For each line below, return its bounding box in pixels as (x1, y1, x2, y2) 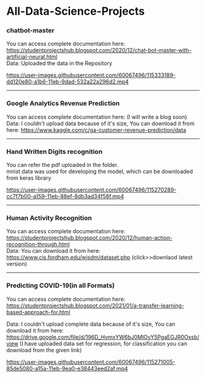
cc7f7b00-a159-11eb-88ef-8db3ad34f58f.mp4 (6, 193, 124, 200)
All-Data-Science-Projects (6, 4, 145, 18)
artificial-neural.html (6, 53, 58, 61)
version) (6, 260, 28, 268)
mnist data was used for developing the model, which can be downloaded (6, 168, 193, 175)
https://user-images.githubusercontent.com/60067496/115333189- (6, 72, 176, 79)
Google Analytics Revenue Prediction (6, 99, 120, 108)
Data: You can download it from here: (6, 247, 101, 255)
